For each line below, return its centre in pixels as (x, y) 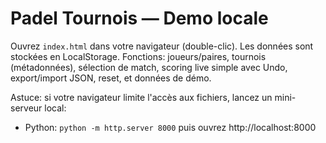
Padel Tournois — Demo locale (139, 18)
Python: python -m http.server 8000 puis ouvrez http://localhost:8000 (170, 127)
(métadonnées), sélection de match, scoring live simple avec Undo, (149, 67)
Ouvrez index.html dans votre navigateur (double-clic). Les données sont (162, 46)
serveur (26, 108)
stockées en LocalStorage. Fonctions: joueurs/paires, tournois (138, 56)
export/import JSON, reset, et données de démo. (111, 78)
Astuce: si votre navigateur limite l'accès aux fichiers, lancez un (141, 97)
